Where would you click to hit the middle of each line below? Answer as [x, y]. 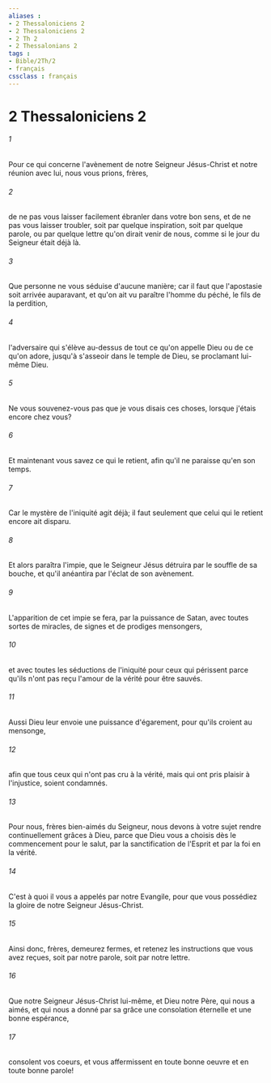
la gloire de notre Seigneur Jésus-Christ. [76, 905]
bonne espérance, [39, 1018]
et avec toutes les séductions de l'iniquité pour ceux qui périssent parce [129, 669]
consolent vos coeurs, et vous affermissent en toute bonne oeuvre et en [129, 1062]
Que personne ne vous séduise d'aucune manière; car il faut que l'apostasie [135, 286]
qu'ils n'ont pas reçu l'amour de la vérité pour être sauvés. [106, 678]
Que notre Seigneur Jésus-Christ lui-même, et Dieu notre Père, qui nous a [132, 1001]
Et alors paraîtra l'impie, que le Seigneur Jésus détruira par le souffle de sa [133, 565]
